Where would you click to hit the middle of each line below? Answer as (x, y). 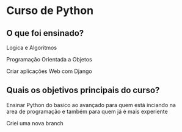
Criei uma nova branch (35, 123)
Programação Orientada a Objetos (49, 59)
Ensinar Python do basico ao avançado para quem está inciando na (91, 105)
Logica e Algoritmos (31, 47)
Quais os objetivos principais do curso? (83, 90)
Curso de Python (50, 11)
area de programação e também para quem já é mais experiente (87, 111)
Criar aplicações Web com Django (49, 71)
